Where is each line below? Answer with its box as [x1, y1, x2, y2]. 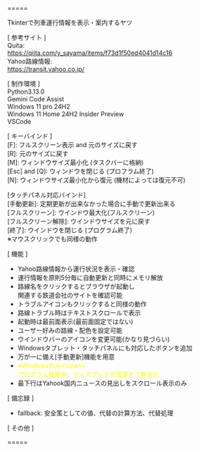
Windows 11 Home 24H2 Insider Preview [7, 110, 124, 118]
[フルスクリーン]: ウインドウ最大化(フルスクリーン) [7, 208, 155, 217]
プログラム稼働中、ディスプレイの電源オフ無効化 [17, 370, 160, 379]
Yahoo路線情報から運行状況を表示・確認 [17, 265, 135, 273]
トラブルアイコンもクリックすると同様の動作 [17, 300, 148, 308]
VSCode [7, 117, 32, 125]
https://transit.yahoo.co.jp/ [7, 65, 85, 73]
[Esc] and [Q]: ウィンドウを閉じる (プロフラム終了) [7, 167, 155, 175]
